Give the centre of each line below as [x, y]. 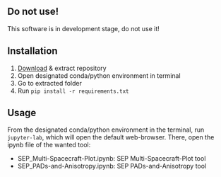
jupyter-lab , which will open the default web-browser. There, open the [111, 137]
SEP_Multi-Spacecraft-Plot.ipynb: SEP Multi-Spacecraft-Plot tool [112, 159]
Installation [32, 51]
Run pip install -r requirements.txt [73, 91]
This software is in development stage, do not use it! [84, 28]
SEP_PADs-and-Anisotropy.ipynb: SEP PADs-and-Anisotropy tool [112, 166]
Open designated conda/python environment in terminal [99, 75]
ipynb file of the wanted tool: [49, 145]
